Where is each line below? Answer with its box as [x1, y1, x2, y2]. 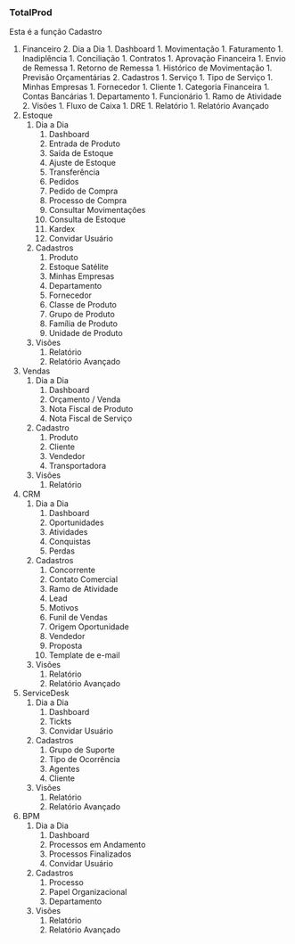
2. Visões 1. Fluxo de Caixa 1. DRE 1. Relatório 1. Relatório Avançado [21, 101, 269, 111]
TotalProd [9, 6, 53, 19]
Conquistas [48, 537, 91, 547]
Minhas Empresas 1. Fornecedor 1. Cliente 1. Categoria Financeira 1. [21, 82, 270, 93]
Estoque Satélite [48, 261, 109, 273]
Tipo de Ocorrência [48, 754, 120, 765]
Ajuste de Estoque [48, 158, 116, 168]
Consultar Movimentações [48, 205, 146, 216]
